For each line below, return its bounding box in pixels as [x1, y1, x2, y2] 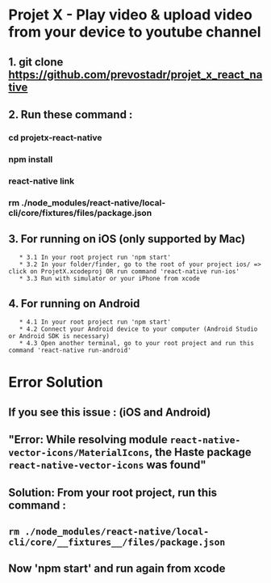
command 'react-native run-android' [8, 346, 131, 355]
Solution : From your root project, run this [8, 485, 218, 499]
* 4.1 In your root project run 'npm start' [19, 318, 172, 327]
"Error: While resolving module [8, 433, 168, 446]
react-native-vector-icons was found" [8, 458, 207, 472]
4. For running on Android [8, 297, 140, 311]
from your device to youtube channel [8, 23, 261, 41]
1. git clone [8, 55, 64, 69]
